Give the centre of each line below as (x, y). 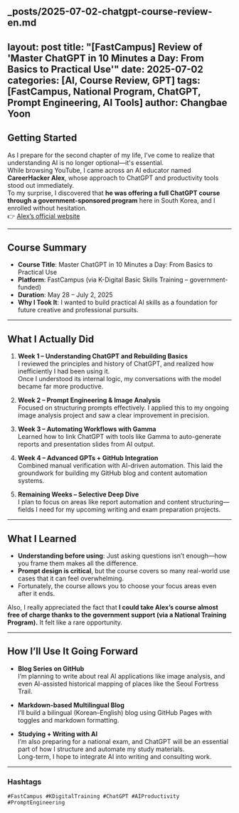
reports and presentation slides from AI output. (86, 445)
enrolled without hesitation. (47, 208)
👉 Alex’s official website (44, 216)
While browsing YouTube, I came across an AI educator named (99, 170)
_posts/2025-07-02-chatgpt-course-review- (110, 12)
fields (26, 510)
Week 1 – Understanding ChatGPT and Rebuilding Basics (103, 356)
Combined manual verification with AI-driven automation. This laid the (120, 466)
